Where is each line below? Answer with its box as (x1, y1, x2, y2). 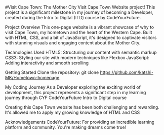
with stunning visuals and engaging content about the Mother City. (5, 40, 141, 46)
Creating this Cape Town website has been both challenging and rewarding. (5, 104, 160, 110)
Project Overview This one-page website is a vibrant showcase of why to (5, 24, 154, 30)
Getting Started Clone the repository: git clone (5, 69, 99, 75)
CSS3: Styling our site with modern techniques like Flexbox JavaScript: (5, 55, 150, 61)
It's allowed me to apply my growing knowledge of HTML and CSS (5, 109, 140, 115)
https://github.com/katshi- (100, 69, 154, 75)
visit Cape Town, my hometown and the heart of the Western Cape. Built (5, 30, 152, 35)
